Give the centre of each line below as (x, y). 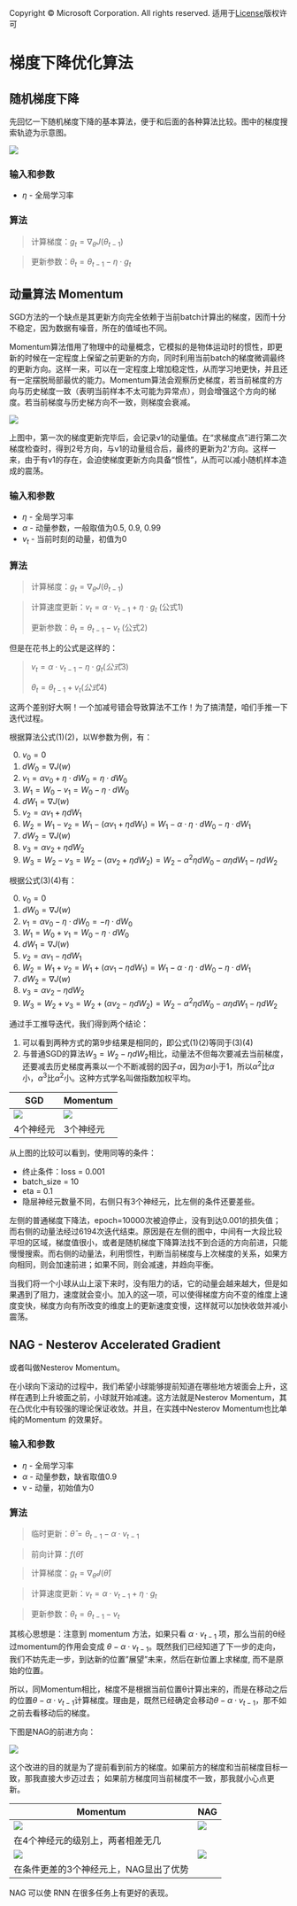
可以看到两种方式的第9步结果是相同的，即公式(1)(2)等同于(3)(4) (137, 1042)
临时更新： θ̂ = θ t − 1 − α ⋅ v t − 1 (85, 1535)
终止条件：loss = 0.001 (64, 1171)
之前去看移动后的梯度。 (52, 1713)
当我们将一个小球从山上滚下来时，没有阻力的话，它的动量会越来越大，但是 (145, 1283)
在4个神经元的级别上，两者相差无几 (88, 1840)
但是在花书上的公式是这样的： (63, 647)
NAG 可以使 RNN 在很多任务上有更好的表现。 (91, 1893)
